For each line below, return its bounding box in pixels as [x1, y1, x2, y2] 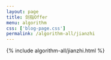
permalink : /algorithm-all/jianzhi [6, 31, 95, 37]
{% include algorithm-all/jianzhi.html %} [6, 47, 105, 54]
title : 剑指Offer [6, 14, 48, 20]
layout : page [6, 8, 39, 15]
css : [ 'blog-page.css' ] [6, 25, 66, 31]
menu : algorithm [6, 20, 47, 26]
